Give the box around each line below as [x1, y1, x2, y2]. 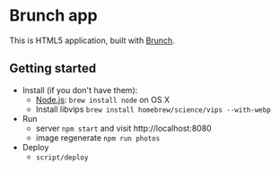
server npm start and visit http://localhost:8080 [35, 123, 213, 133]
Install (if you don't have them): [22, 84, 138, 95]
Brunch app [9, 5, 98, 26]
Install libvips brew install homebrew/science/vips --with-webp [35, 104, 271, 115]
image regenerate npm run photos [35, 132, 161, 143]
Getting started [9, 61, 97, 76]
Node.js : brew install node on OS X [35, 94, 171, 105]
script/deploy [35, 153, 89, 162]
